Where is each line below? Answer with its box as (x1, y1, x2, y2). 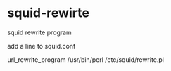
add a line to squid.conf (7, 41, 76, 50)
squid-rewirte (7, 5, 90, 21)
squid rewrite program (7, 28, 72, 37)
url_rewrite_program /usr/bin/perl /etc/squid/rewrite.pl (7, 55, 164, 64)
